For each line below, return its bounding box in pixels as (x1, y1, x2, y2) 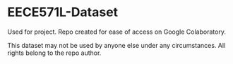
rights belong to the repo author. (7, 49, 102, 57)
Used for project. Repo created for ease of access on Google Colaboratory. (7, 27, 226, 36)
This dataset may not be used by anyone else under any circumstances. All (7, 41, 226, 49)
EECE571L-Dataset (7, 4, 119, 20)
